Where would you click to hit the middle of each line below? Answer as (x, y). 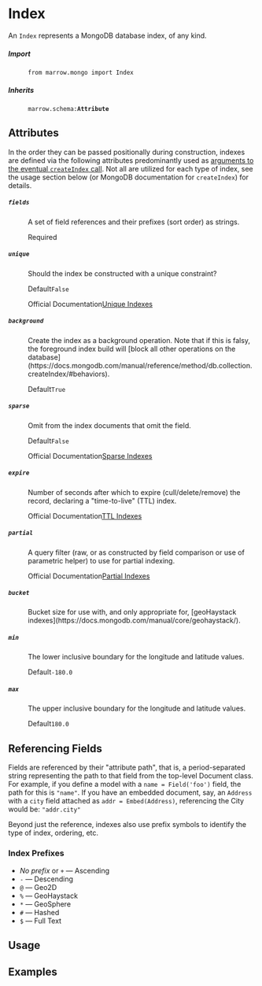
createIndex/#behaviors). (69, 374)
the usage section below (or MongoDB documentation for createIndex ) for (129, 177)
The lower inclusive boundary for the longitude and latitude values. (136, 657)
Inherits (21, 90)
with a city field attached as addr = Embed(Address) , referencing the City (126, 801)
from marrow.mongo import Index (81, 72)
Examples (33, 972)
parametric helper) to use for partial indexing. (101, 560)
